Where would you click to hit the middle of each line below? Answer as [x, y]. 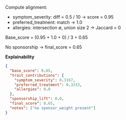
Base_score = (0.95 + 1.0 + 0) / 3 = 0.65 [47, 37]
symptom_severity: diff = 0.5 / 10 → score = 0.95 [63, 17]
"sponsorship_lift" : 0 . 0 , [37, 99]
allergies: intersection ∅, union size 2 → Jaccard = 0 [67, 28]
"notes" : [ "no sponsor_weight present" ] [53, 108]
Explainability [20, 57]
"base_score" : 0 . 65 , [31, 71]
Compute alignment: [26, 7]
